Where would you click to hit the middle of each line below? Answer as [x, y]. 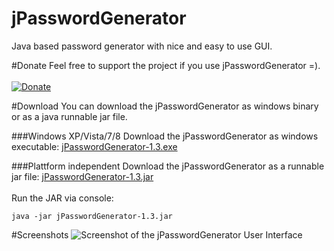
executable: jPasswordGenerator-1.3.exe [94, 146]
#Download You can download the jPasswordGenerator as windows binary [165, 106]
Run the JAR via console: [62, 198]
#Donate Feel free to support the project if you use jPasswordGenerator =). [166, 65]
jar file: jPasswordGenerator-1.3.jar [82, 176]
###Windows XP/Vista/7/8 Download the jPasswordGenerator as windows [165, 136]
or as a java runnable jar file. [69, 116]
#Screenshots [40, 234]
